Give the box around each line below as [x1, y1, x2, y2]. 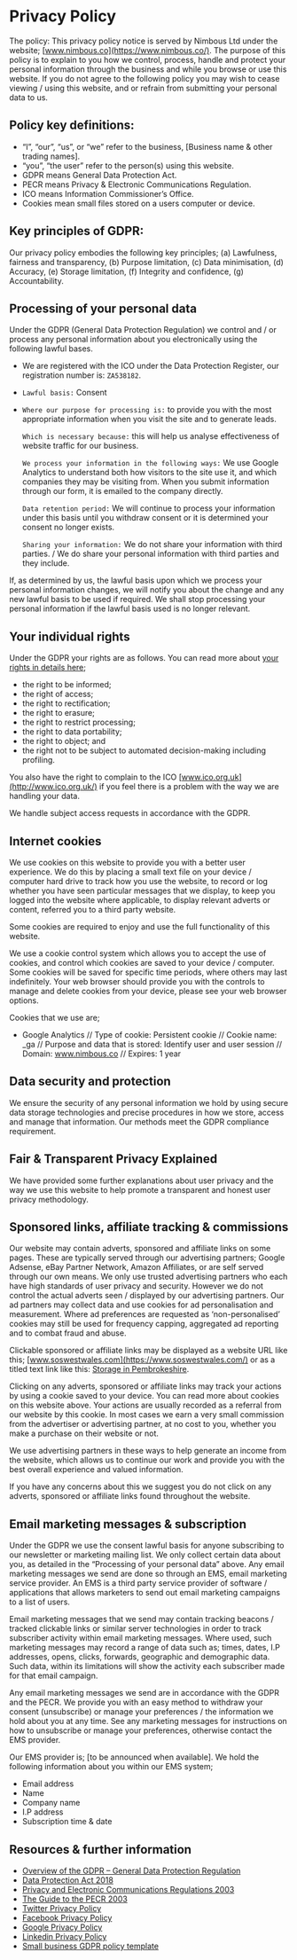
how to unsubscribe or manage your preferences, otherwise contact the [9, 1725, 272, 1736]
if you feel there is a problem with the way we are [98, 781, 279, 792]
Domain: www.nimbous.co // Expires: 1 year [21, 1048, 182, 1059]
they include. [21, 558, 70, 568]
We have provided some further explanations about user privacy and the [9, 1175, 274, 1186]
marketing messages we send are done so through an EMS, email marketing [9, 1568, 288, 1580]
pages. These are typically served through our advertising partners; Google [9, 1252, 285, 1263]
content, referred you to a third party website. [9, 905, 176, 914]
